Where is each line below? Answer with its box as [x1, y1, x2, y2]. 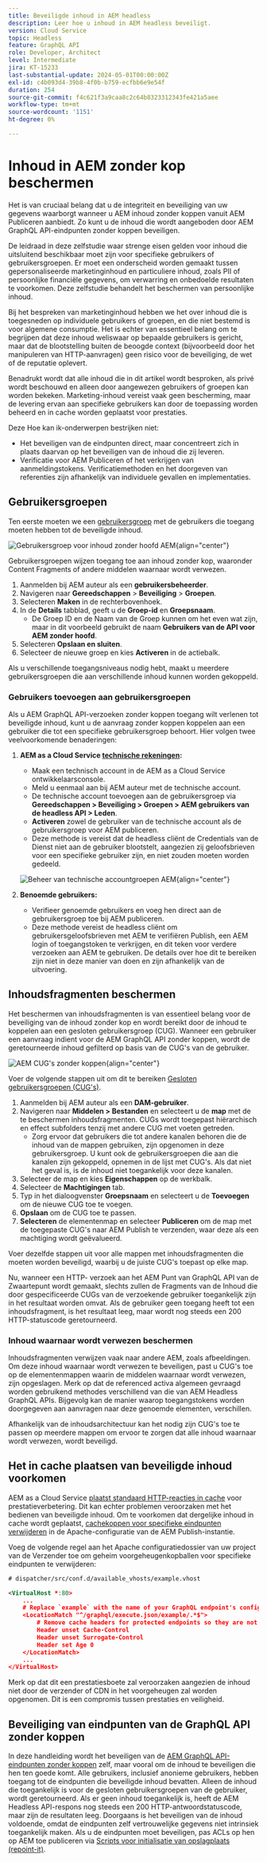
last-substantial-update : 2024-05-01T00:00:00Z [8, 71, 169, 79]
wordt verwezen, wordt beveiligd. [8, 1436, 118, 1446]
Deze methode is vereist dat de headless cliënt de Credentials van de [31, 833, 259, 843]
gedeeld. [31, 859, 61, 868]
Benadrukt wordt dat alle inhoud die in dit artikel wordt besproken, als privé [8, 373, 254, 383]
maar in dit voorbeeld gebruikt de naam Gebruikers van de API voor [31, 622, 256, 632]
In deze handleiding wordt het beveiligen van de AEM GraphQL [8, 1751, 215, 1761]
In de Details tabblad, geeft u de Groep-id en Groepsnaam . [19, 605, 216, 615]
